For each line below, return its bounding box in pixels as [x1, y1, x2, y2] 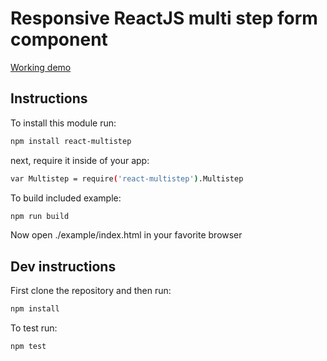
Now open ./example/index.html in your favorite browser [10, 229, 243, 241]
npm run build [10, 211, 70, 221]
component [10, 28, 108, 51]
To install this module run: [10, 117, 117, 129]
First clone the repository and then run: [10, 285, 172, 297]
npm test [10, 342, 47, 352]
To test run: [10, 322, 58, 334]
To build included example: [10, 192, 122, 204]
